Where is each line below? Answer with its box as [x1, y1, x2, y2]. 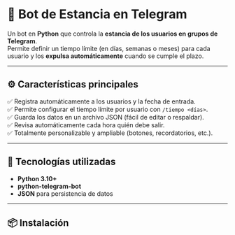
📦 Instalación [7, 217, 69, 229]
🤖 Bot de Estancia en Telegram [7, 6, 187, 22]
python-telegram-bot [17, 182, 82, 190]
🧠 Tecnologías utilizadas [7, 156, 116, 168]
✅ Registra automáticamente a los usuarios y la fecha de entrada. [7, 97, 196, 106]
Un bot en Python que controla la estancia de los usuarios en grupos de [7, 29, 218, 38]
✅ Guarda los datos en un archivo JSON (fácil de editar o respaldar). [7, 113, 204, 121]
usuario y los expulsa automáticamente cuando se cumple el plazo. [7, 52, 204, 60]
